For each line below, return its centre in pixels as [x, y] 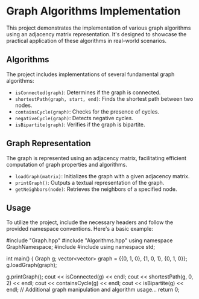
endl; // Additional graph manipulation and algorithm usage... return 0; [93, 290]
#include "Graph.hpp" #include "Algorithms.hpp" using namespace [90, 240]
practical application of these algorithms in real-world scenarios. [87, 40]
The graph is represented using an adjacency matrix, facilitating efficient [96, 158]
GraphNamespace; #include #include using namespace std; [81, 247]
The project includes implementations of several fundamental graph [90, 74]
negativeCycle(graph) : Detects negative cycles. [74, 118]
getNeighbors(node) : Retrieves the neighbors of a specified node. [96, 189]
